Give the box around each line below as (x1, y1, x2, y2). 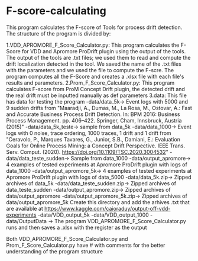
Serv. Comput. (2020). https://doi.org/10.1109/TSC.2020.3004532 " (6, 148, 168, 155)
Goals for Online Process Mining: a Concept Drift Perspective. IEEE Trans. (6, 142, 186, 149)
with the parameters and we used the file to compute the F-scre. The (6, 66, 174, 73)
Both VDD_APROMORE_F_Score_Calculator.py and (6, 235, 128, 242)
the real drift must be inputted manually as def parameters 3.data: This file (6, 92, 187, 99)
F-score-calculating (6, 4, 106, 18)
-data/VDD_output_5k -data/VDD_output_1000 (37, 211, 149, 218)
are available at (6, 205, 43, 212)
